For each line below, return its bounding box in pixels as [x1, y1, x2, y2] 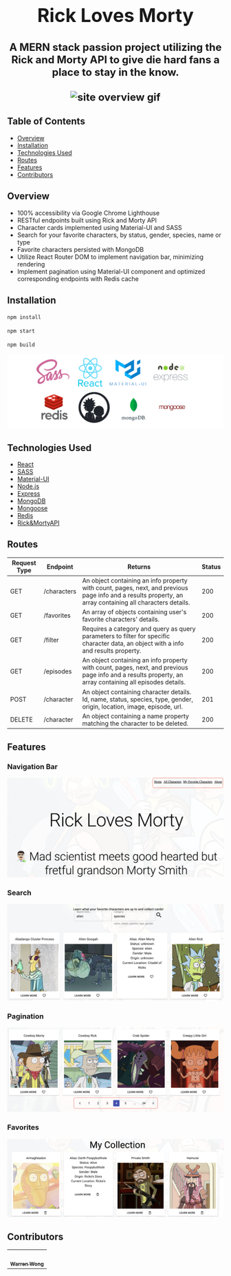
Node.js [16, 482, 40, 490]
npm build [7, 341, 36, 348]
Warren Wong [10, 1260, 45, 1268]
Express [16, 490, 41, 498]
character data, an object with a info [82, 639, 184, 648]
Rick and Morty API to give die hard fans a [11, 53, 220, 67]
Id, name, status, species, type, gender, [82, 695, 194, 703]
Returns [126, 563, 151, 571]
